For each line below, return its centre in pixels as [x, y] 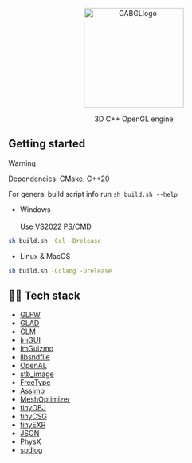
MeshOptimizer [45, 399]
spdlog [31, 450]
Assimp [32, 391]
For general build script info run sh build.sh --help [93, 194]
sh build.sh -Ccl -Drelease [55, 241]
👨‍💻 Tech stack [45, 295]
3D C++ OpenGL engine [134, 119]
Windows [35, 209]
